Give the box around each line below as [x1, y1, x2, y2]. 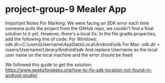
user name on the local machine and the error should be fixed [5, 51, 133, 58]
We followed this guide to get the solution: [5, 61, 92, 67]
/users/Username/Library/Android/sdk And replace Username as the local [5, 46, 158, 52]
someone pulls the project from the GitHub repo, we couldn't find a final [5, 25, 154, 31]
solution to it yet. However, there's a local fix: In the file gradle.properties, [5, 30, 157, 36]
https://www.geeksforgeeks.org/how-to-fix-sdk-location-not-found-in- [5, 66, 152, 73]
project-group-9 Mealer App [5, 3, 126, 15]
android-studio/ [5, 72, 38, 78]
